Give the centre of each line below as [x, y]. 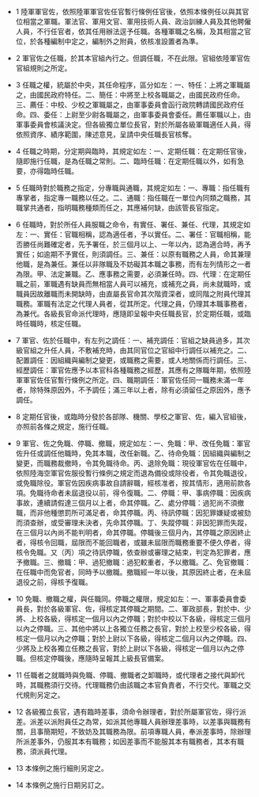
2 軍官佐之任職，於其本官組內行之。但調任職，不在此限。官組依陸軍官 [129, 58]
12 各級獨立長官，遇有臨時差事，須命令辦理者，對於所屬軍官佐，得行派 [131, 712]
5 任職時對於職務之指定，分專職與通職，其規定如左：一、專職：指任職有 [133, 188]
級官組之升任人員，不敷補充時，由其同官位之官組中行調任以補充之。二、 [133, 350]
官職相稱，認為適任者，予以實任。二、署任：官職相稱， [154, 235]
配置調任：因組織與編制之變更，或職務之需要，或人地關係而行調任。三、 [133, 360]
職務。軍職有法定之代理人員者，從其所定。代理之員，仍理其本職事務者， [133, 304]
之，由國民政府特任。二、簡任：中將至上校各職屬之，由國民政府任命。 [130, 95]
